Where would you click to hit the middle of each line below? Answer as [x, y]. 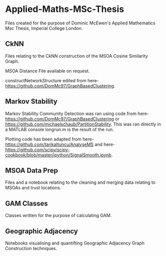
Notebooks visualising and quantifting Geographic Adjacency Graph [75, 243]
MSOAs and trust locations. [33, 188]
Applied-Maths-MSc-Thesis [65, 9]
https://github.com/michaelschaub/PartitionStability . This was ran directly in [83, 124]
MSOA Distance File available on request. [48, 71]
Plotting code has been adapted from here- [50, 139]
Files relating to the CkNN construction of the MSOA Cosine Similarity [77, 56]
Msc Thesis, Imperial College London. [44, 28]
